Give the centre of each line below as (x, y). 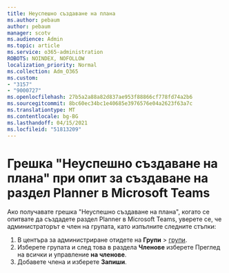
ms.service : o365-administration (55, 53)
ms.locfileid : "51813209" (44, 129)
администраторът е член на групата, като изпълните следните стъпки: (112, 227)
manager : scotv (29, 33)
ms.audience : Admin (35, 39)
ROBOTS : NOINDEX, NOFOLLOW (46, 59)
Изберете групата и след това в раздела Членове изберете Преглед (119, 247)
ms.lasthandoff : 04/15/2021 (48, 123)
